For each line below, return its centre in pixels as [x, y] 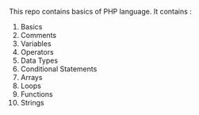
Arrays [31, 77]
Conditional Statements [59, 69]
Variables [36, 44]
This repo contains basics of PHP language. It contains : [101, 11]
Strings [32, 103]
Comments [38, 35]
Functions [37, 94]
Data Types [39, 60]
